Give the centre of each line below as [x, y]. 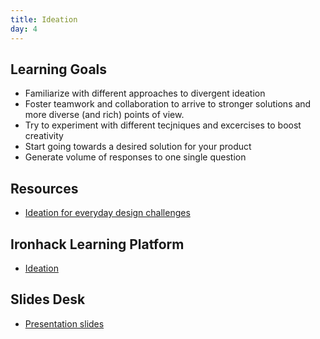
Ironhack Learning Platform [97, 244]
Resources [44, 188]
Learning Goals [59, 69]
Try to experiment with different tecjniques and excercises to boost [163, 125]
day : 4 [24, 29]
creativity [44, 136]
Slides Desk [48, 299]
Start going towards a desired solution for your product [138, 147]
